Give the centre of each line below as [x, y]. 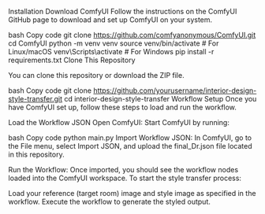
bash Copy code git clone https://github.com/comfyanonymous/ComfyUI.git [132, 35]
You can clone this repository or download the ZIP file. [96, 75]
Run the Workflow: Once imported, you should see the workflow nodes [123, 170]
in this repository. [36, 154]
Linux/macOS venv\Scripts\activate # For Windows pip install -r [111, 52]
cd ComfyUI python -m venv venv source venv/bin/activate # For [114, 43]
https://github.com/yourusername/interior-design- [175, 90]
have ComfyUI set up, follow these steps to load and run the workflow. [122, 107]
